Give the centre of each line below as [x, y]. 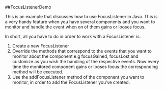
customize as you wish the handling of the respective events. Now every [86, 61]
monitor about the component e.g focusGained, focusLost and [75, 56]
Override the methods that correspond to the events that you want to [82, 51]
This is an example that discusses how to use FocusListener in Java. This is [82, 16]
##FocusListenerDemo [28, 7]
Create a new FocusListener [41, 46]
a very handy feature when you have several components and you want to [80, 22]
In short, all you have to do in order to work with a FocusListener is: [73, 36]
